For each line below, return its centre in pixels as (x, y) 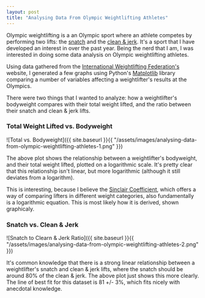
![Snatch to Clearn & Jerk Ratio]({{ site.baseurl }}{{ (70, 238)
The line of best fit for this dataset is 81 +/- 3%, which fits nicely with (93, 282)
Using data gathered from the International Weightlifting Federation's (93, 66)
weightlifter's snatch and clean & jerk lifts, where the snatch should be (95, 269)
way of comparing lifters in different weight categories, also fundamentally (100, 195)
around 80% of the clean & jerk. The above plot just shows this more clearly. (103, 276)
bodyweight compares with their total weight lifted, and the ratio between (99, 104)
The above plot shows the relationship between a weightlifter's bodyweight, (102, 158)
